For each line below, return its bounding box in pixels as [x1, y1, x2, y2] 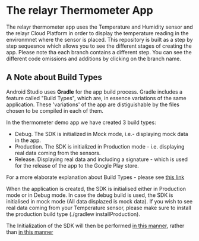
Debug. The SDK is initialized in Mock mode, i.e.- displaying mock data [14, 130, 188, 137]
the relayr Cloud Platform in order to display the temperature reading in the [6, 29, 189, 36]
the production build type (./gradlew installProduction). [6, 210, 141, 218]
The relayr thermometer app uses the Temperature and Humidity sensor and [6, 23, 193, 30]
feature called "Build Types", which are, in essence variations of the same [6, 94, 187, 101]
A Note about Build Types [6, 72, 102, 82]
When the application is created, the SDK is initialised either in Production [6, 185, 186, 192]
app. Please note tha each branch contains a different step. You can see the [6, 48, 192, 55]
